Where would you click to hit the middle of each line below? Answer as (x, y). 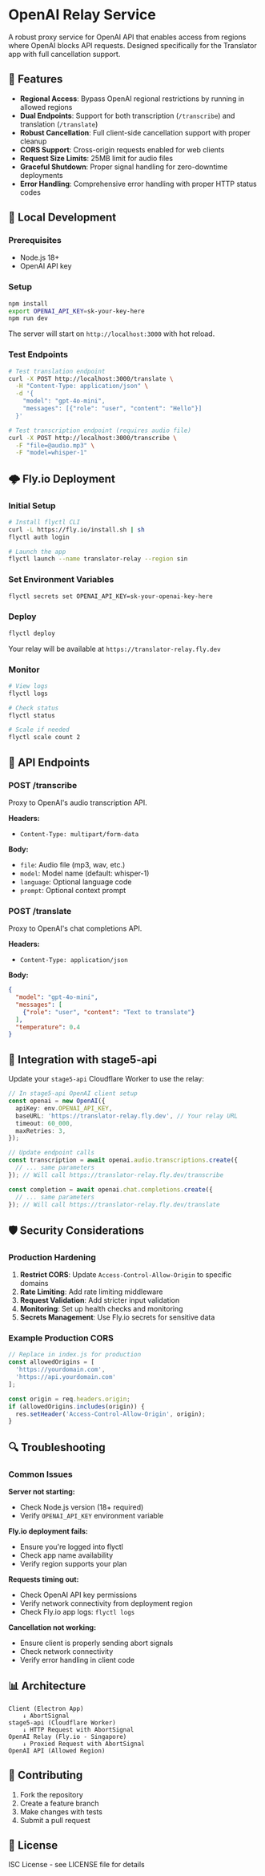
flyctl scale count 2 (44, 738)
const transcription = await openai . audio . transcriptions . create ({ (123, 1160)
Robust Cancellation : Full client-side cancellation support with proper (135, 132)
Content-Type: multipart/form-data (79, 834)
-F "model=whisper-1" (52, 453)
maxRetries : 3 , (41, 1131)
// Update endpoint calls (51, 1153)
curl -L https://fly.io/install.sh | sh (77, 530)
